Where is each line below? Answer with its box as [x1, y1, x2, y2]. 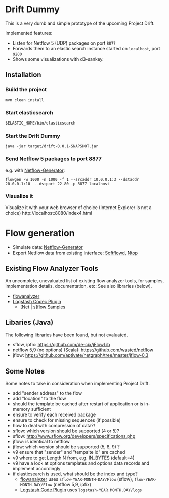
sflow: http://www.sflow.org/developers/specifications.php [12, 433, 136, 439]
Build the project [5, 86, 47, 93]
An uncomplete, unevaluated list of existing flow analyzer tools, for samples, [5, 277, 164, 284]
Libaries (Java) [5, 318, 54, 327]
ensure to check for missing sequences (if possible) [12, 417, 121, 423]
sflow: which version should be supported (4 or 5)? [12, 428, 120, 434]
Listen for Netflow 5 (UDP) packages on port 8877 [12, 39, 116, 46]
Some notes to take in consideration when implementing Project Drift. [5, 381, 150, 387]
